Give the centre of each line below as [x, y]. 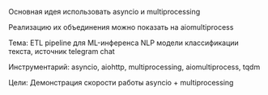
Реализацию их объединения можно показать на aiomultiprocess [121, 27]
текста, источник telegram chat [62, 51]
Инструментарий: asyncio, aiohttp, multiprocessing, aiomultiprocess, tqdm [134, 67]
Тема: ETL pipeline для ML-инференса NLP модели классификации [123, 43]
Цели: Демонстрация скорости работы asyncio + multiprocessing [121, 83]
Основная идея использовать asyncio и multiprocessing [104, 12]
